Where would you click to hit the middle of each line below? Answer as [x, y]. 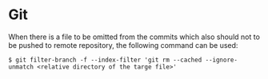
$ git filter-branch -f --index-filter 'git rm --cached [105, 60]
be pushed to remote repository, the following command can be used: [123, 45]
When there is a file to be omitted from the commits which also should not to [134, 37]
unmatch [21, 67]
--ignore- [222, 60]
